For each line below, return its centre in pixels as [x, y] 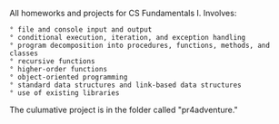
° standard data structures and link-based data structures [126, 85]
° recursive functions [52, 62]
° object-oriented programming [69, 77]
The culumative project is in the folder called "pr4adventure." [124, 110]
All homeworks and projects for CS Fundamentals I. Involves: [123, 13]
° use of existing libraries [65, 93]
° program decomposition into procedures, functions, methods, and [140, 45]
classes [24, 53]
